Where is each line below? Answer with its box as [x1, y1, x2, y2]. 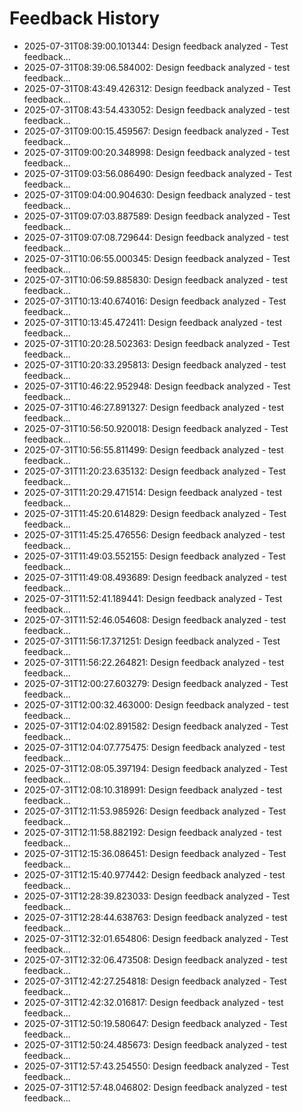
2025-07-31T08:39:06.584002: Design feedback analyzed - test [23, 61, 291, 73]
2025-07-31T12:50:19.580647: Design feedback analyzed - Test [23, 1017, 288, 1029]
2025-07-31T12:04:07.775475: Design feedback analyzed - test [23, 741, 286, 753]
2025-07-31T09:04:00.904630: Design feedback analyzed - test [23, 188, 291, 201]
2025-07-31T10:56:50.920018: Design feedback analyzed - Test [23, 422, 289, 434]
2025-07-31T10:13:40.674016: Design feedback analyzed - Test [23, 295, 287, 307]
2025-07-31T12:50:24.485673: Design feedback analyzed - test [23, 1038, 288, 1051]
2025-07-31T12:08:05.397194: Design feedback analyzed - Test [23, 762, 288, 774]
